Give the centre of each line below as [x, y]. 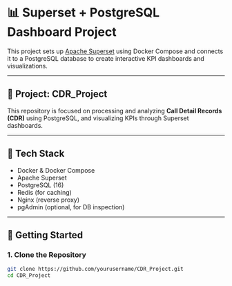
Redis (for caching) [45, 192]
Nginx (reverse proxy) [48, 200]
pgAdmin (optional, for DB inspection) [71, 207]
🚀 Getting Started [45, 235]
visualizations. [28, 66]
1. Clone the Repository [47, 254]
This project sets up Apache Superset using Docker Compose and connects [115, 51]
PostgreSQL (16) [40, 185]
